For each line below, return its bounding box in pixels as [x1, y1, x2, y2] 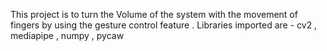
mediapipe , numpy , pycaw [10, 30, 125, 41]
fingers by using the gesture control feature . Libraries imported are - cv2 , [10, 19, 318, 31]
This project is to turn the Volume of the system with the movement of [10, 9, 298, 20]
